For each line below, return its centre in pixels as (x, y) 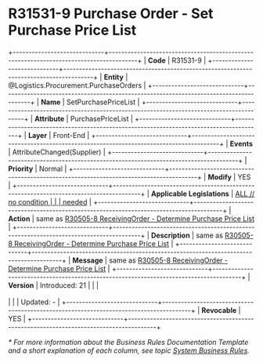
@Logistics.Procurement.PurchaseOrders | (77, 85)
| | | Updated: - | (34, 302)
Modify (220, 176)
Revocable (219, 310)
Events (241, 143)
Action (19, 218)
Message (88, 260)
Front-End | (71, 135)
